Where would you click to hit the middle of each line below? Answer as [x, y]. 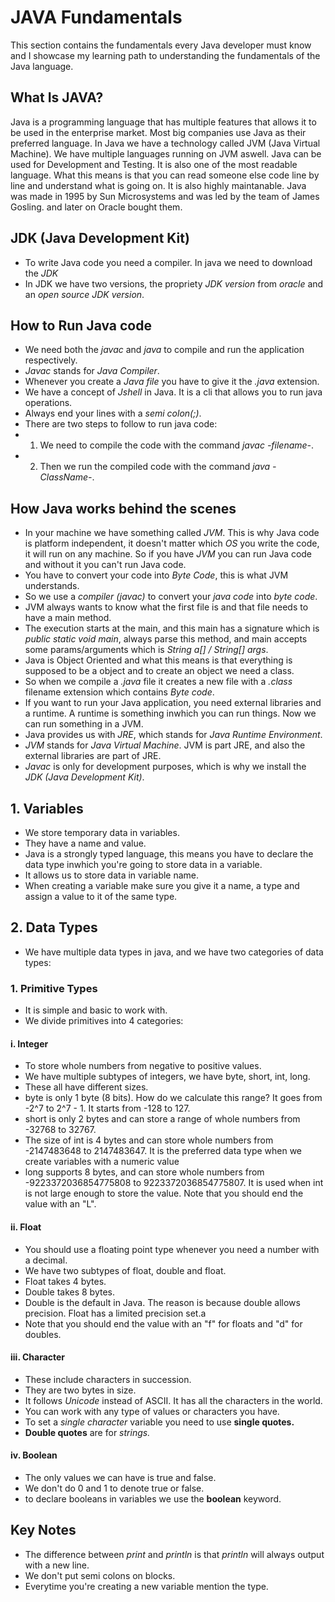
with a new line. [57, 1565]
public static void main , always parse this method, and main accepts [166, 639]
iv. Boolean [34, 1455]
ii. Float [26, 1227]
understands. [52, 586]
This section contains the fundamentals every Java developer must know [161, 45]
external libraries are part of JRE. [93, 756]
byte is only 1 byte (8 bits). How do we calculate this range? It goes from [173, 1098]
